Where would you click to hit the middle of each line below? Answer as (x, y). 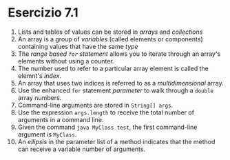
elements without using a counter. (66, 61)
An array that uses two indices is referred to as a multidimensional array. (121, 83)
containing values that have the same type (78, 46)
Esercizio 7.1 (43, 13)
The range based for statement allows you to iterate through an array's (119, 54)
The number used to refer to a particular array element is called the (113, 68)
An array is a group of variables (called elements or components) (110, 39)
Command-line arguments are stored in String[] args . (95, 105)
